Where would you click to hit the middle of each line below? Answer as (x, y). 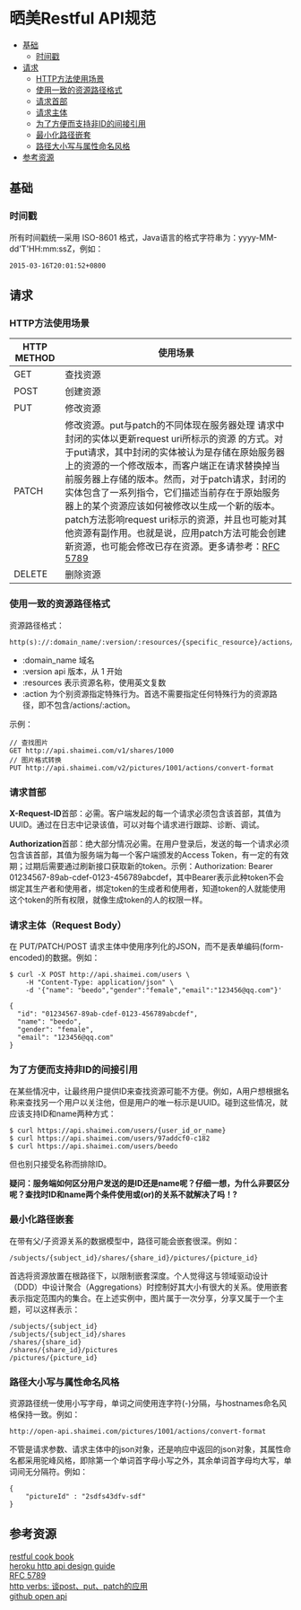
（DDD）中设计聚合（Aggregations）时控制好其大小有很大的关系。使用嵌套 (149, 1287)
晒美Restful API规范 (83, 18)
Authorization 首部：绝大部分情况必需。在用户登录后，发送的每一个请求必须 (149, 843)
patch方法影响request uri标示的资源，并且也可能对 (172, 520)
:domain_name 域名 (58, 660)
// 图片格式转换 (35, 760)
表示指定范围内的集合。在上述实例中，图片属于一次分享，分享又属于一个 (142, 1298)
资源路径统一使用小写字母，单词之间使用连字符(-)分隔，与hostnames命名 (144, 1403)
